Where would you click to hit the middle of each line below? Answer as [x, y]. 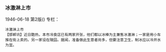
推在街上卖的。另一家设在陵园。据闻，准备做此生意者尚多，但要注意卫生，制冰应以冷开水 [83, 40]
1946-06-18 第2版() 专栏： [32, 19]
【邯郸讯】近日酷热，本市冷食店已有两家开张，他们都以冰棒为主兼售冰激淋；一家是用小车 [83, 35]
